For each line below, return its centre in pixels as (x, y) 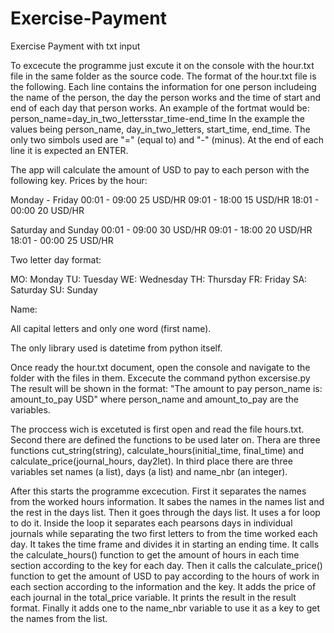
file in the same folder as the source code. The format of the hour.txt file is (163, 76)
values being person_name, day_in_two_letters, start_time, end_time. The (160, 129)
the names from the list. (59, 618)
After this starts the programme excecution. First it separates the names (158, 491)
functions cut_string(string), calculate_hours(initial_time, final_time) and (157, 450)
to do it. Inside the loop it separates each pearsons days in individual (151, 523)
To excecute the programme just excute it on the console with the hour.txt (162, 65)
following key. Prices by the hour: (79, 180)
